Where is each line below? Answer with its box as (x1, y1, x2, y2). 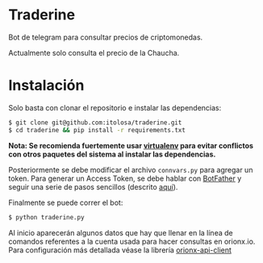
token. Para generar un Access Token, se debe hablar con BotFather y (8, 173, 242, 183)
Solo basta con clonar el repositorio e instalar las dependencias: (8, 102, 222, 112)
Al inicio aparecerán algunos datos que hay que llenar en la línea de (8, 228, 233, 237)
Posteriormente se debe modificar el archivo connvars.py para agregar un (8, 165, 253, 174)
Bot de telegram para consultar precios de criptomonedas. (8, 32, 203, 42)
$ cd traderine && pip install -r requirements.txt (8, 126, 186, 134)
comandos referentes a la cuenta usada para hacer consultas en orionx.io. (8, 236, 256, 246)
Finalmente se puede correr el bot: (8, 198, 123, 207)
